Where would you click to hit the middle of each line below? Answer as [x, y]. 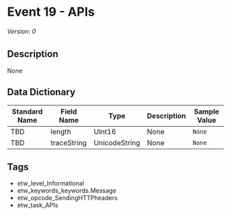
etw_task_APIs [37, 205]
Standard [27, 112]
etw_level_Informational [51, 184]
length [61, 131]
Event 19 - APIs [51, 12]
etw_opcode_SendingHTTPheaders [67, 198]
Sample [207, 112]
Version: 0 [22, 31]
